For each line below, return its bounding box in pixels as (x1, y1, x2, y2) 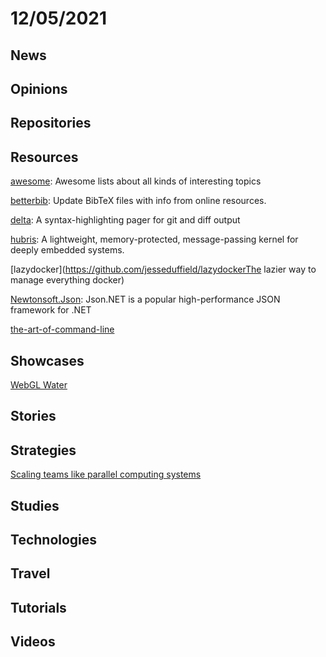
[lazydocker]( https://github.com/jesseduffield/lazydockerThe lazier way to (10, 263, 317, 276)
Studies (10, 497, 60, 514)
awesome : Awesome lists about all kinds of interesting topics (10, 175, 262, 187)
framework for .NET (10, 304, 92, 316)
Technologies (10, 531, 98, 548)
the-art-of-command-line (10, 323, 115, 336)
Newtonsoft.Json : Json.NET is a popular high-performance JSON (10, 293, 281, 306)
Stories (10, 408, 57, 425)
